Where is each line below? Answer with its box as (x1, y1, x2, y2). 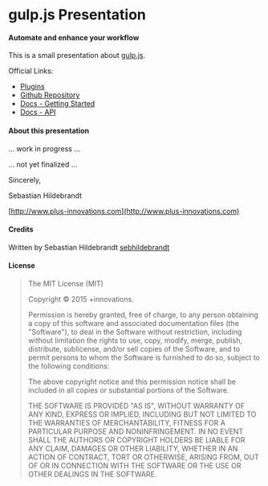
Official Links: (8, 66, 54, 76)
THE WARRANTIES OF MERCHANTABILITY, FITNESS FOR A (27, 418, 226, 427)
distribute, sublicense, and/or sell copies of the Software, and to (27, 344, 241, 353)
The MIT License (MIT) (27, 279, 104, 288)
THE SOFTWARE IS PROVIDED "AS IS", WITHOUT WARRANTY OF (27, 401, 246, 410)
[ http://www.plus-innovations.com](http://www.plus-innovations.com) (8, 206, 240, 216)
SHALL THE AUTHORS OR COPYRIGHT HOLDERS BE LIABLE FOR (27, 435, 246, 444)
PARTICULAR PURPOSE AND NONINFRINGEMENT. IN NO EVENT (27, 426, 244, 436)
